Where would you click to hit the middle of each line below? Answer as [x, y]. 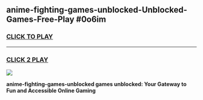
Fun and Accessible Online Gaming [51, 90]
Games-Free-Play [40, 20]
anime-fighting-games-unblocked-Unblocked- [97, 10]
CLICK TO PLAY [30, 37]
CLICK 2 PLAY [27, 59]
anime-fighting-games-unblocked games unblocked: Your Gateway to [96, 84]
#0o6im [91, 20]
